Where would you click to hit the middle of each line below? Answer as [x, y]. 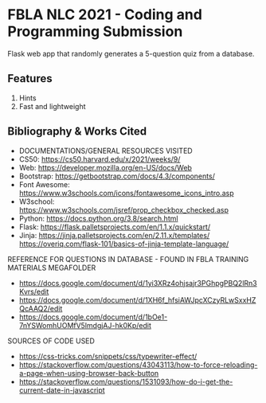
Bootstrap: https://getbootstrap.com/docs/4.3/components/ [117, 176]
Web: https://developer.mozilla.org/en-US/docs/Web [106, 167]
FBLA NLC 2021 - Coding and [105, 15]
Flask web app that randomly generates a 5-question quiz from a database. [131, 53]
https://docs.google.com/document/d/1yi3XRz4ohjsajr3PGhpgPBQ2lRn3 [138, 283]
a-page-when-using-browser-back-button [89, 373]
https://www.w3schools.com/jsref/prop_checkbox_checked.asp [123, 209]
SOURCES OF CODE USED [51, 341]
